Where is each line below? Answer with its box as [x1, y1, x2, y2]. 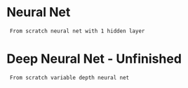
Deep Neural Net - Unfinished [6, 51, 182, 67]
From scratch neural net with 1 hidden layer [9, 27, 145, 34]
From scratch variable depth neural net [9, 74, 130, 81]
